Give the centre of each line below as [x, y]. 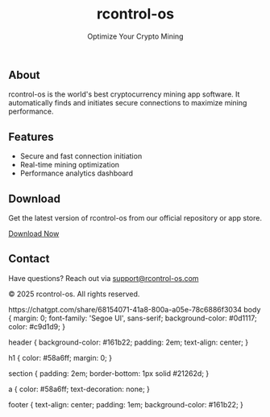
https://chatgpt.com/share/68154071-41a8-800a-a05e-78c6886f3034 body [135, 309]
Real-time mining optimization [69, 165]
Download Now [34, 233]
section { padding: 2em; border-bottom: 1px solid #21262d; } [109, 373]
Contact [29, 259]
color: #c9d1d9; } [37, 326]
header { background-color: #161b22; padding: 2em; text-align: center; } [128, 342]
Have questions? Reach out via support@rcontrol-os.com [104, 278]
